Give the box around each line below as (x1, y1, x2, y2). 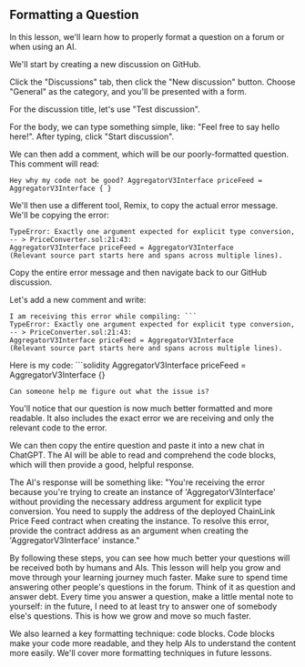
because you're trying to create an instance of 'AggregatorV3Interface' (9, 486, 276, 497)
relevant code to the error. (9, 422, 107, 433)
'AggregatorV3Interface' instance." (9, 534, 140, 545)
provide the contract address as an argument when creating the (9, 525, 249, 536)
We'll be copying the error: (9, 209, 109, 220)
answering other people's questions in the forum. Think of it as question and (9, 581, 296, 592)
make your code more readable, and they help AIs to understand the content (9, 637, 297, 649)
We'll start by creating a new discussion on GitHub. (9, 58, 202, 69)
